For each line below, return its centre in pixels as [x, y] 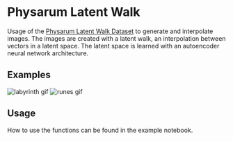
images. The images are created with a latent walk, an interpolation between [116, 38]
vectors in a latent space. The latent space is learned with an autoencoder [113, 46]
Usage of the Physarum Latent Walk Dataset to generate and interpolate [110, 31]
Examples [29, 75]
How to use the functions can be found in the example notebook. [100, 130]
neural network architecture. [48, 53]
